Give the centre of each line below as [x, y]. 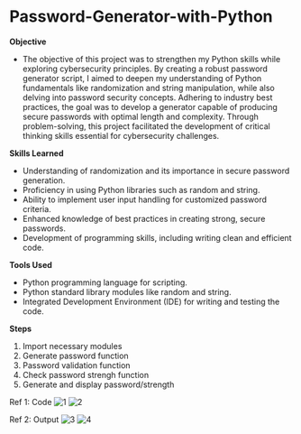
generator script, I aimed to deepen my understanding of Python [142, 78]
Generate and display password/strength [98, 384]
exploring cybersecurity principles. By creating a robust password [145, 69]
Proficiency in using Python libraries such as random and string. [141, 189]
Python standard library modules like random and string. [127, 291]
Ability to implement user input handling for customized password [145, 199]
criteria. [36, 208]
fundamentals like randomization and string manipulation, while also [148, 88]
